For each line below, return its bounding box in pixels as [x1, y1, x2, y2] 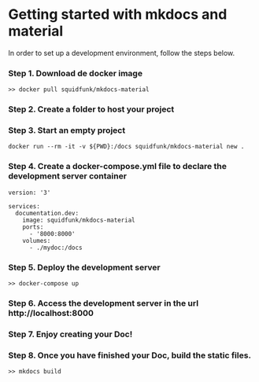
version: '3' [8, 189, 51, 197]
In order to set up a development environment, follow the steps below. [8, 48, 235, 57]
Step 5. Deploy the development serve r [8, 262, 161, 273]
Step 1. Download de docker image [8, 68, 143, 79]
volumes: [22, 237, 51, 244]
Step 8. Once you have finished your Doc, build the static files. [8, 350, 252, 361]
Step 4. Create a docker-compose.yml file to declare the [8, 161, 227, 172]
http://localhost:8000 [8, 307, 94, 318]
